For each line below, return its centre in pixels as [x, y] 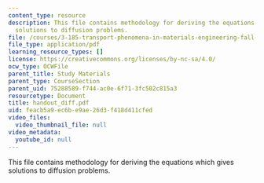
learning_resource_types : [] [56, 52]
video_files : [29, 118]
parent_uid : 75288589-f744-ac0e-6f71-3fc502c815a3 [93, 88]
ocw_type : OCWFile [38, 67]
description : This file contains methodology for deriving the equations [132, 23]
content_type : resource [47, 15]
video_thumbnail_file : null [61, 125]
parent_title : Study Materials [59, 74]
